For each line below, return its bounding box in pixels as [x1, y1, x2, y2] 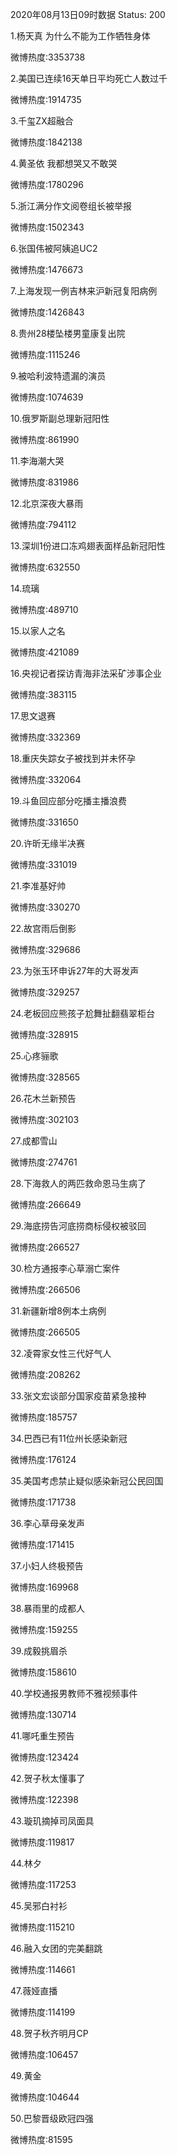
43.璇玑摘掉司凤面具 [10, 1815, 95, 1827]
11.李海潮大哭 [10, 455, 65, 467]
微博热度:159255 [10, 1624, 78, 1635]
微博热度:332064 [10, 774, 82, 785]
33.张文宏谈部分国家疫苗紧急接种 [10, 1390, 147, 1402]
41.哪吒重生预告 [10, 1730, 75, 1742]
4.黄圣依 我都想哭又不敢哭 [10, 158, 118, 169]
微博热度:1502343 [10, 221, 85, 233]
